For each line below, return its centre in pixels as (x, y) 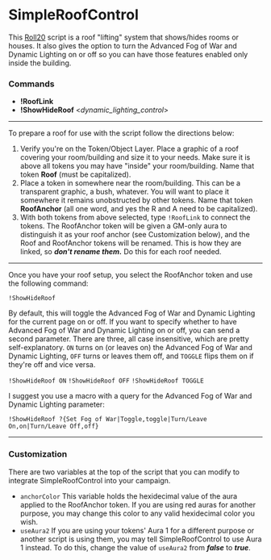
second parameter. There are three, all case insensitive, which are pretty (129, 339)
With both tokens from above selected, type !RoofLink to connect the (135, 217)
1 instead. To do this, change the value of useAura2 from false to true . (135, 547)
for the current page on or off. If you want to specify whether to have (123, 322)
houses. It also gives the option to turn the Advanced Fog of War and (123, 45)
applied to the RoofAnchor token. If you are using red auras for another (138, 504)
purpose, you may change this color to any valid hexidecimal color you (138, 513)
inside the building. (40, 63)
